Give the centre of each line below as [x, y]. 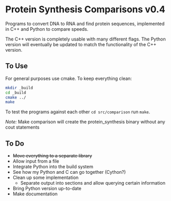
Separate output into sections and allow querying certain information [93, 183]
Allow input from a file [36, 161]
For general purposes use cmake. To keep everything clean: [69, 78]
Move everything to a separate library [52, 156]
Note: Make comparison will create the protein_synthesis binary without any [85, 122]
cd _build [16, 93]
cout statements [23, 127]
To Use [17, 66]
